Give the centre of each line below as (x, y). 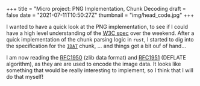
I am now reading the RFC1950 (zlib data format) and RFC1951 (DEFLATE (96, 57)
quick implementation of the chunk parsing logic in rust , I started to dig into (100, 39)
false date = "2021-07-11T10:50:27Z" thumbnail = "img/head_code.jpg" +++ (100, 15)
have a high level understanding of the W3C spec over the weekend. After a (100, 33)
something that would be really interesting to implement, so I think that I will (100, 70)
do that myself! (25, 77)
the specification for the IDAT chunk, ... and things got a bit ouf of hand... (96, 46)
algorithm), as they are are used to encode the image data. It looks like (94, 64)
